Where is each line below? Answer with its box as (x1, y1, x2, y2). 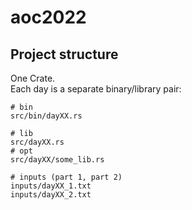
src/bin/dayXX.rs (10, 111, 83, 121)
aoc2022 (10, 6, 87, 29)
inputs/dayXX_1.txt (10, 181, 92, 191)
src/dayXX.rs (10, 137, 65, 147)
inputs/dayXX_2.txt (10, 190, 92, 200)
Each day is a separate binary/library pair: (10, 83, 182, 95)
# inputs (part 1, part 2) (10, 172, 123, 182)
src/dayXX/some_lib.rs (10, 155, 105, 165)
